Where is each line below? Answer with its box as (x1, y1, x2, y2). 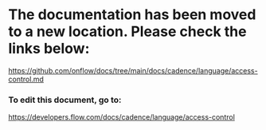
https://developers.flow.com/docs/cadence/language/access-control (8, 112, 235, 122)
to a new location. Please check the (8, 22, 247, 41)
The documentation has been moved (8, 6, 256, 24)
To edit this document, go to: (8, 94, 122, 105)
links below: (8, 40, 90, 57)
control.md (8, 74, 44, 84)
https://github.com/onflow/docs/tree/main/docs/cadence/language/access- (8, 65, 258, 75)
